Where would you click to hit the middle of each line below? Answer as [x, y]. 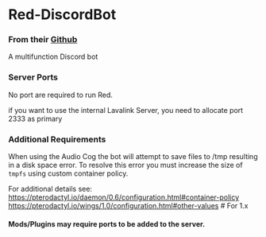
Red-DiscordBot [62, 15]
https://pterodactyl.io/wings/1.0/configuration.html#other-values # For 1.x [128, 206]
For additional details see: [50, 189]
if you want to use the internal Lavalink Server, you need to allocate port [126, 110]
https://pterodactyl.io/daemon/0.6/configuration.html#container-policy [124, 197]
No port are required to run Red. [61, 95]
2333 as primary [35, 118]
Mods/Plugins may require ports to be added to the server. [106, 223]
